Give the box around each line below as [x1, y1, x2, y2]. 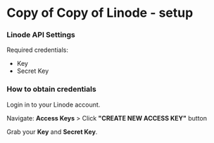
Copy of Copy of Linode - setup [6, 5, 194, 21]
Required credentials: [6, 46, 68, 54]
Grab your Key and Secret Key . [6, 128, 98, 136]
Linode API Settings [6, 30, 75, 40]
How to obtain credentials [6, 84, 96, 94]
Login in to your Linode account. [6, 100, 101, 109]
